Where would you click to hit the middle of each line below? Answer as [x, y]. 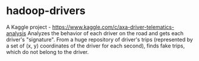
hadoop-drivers [46, 11]
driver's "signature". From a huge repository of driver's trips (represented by [99, 39]
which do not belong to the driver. [48, 52]
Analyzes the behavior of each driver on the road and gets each [106, 33]
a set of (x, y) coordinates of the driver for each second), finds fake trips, [96, 46]
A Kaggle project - [29, 27]
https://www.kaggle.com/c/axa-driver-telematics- [113, 27]
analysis [16, 33]
